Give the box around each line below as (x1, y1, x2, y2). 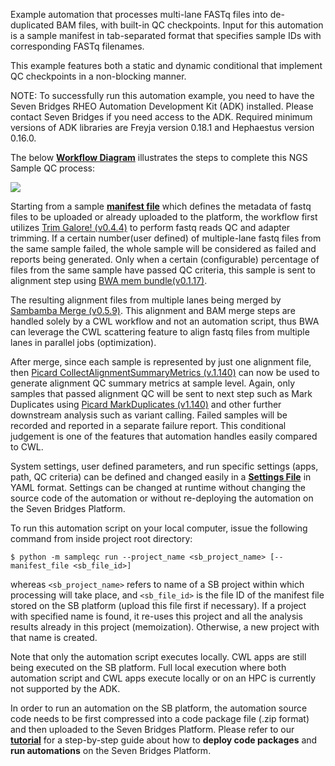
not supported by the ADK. (10, 683, 121, 694)
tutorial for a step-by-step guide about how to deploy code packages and (10, 734, 318, 746)
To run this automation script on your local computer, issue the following (10, 522, 308, 534)
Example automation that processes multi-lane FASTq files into (10, 9, 268, 20)
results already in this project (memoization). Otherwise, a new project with (10, 621, 320, 633)
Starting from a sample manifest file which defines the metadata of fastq (10, 200, 312, 212)
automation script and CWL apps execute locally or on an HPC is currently (10, 672, 317, 684)
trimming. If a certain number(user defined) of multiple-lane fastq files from (10, 232, 322, 244)
